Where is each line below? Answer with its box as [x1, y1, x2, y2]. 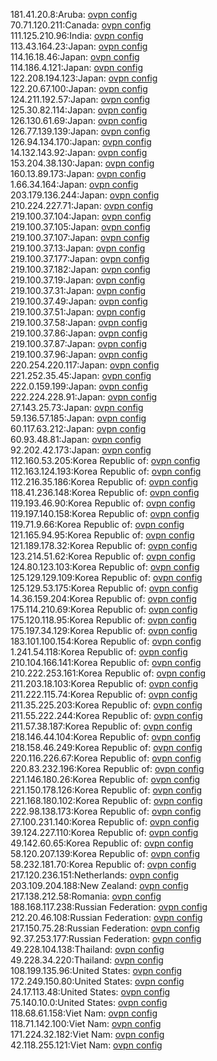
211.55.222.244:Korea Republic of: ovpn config [10, 710, 203, 721]
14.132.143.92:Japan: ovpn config [10, 147, 148, 158]
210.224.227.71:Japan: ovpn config [10, 200, 154, 211]
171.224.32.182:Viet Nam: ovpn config [10, 1029, 165, 1040]
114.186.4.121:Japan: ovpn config [10, 62, 143, 73]
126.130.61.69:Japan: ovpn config [10, 115, 148, 126]
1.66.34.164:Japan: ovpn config [10, 179, 139, 190]
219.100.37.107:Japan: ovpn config [10, 232, 150, 243]
